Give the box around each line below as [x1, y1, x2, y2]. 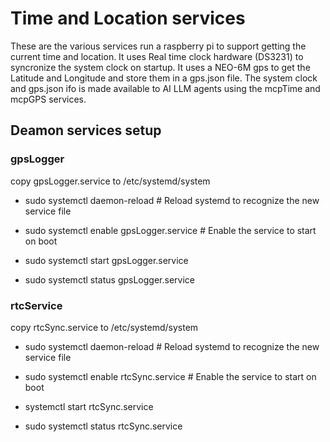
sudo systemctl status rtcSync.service [24, 420, 183, 432]
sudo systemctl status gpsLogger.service [24, 273, 195, 286]
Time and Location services [10, 7, 246, 30]
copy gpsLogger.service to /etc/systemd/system [10, 175, 211, 187]
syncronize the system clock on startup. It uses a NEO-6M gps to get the [10, 61, 311, 73]
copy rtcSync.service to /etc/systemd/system [10, 321, 199, 333]
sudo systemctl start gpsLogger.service [24, 254, 189, 266]
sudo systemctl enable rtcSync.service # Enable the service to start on [24, 370, 317, 382]
